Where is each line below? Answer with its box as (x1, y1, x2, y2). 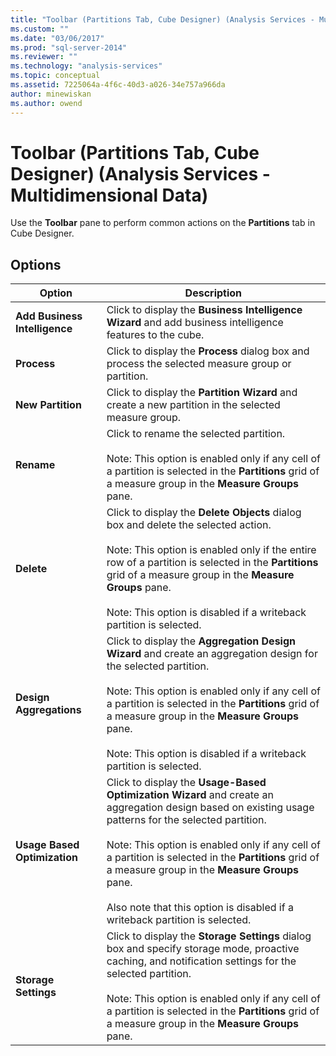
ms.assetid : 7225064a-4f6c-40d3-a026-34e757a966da (10, 80, 226, 90)
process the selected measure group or (106, 357, 292, 371)
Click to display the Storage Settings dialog (106, 929, 312, 943)
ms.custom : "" (10, 24, 70, 34)
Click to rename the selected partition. (106, 427, 286, 441)
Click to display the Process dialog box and (106, 344, 310, 358)
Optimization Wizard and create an (106, 788, 274, 802)
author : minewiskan (10, 89, 92, 99)
